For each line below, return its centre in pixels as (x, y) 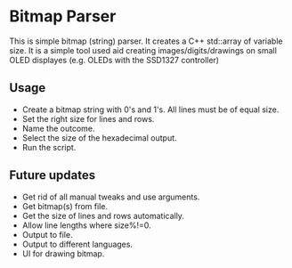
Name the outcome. (58, 128)
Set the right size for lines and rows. (88, 118)
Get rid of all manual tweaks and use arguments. (111, 197)
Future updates (53, 175)
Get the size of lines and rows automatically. (103, 215)
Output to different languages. (77, 244)
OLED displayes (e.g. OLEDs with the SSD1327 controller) (114, 60)
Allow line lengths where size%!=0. (86, 225)
